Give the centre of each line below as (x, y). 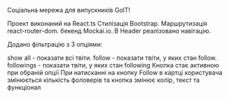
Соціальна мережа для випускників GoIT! (69, 10)
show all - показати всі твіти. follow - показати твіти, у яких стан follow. (112, 58)
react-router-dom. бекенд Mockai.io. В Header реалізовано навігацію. (109, 31)
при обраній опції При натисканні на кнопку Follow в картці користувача (115, 73)
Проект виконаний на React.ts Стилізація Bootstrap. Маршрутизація (107, 23)
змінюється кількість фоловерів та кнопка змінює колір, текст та (103, 80)
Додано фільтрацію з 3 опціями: (55, 44)
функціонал (24, 87)
